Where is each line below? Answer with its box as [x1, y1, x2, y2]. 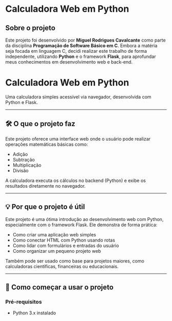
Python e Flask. [5, 99, 38, 105]
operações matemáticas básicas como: [5, 141, 89, 147]
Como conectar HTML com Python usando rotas [12, 237, 115, 243]
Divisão [12, 167, 29, 173]
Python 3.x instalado [12, 310, 56, 316]
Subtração [12, 156, 35, 163]
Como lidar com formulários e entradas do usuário [12, 242, 119, 249]
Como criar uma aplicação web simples [12, 231, 96, 237]
